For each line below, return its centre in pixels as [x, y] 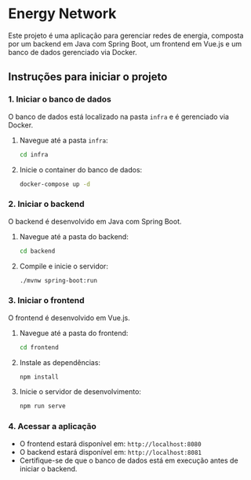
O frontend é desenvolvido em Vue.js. [69, 318]
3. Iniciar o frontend [46, 301]
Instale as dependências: [60, 362]
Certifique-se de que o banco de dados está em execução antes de [129, 460]
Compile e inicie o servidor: [64, 266]
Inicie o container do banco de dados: [81, 169]
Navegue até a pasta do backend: [74, 236]
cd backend [37, 251]
